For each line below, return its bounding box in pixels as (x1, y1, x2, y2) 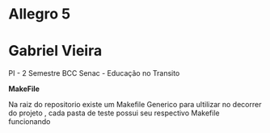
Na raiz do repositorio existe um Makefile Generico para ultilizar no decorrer (8, 100, 262, 110)
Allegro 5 (8, 5, 71, 23)
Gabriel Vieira (8, 42, 103, 60)
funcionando (8, 117, 51, 127)
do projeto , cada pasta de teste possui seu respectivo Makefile (8, 108, 220, 118)
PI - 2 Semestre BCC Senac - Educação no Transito (8, 69, 180, 78)
